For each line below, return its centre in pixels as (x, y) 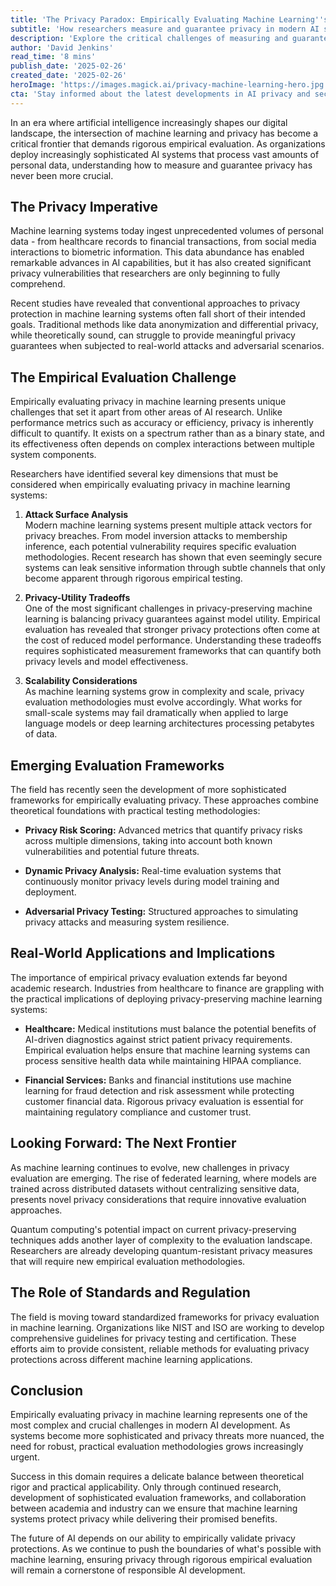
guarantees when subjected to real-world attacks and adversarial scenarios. (167, 346)
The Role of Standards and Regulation (130, 1292)
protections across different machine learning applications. (131, 1359)
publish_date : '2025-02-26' (69, 66)
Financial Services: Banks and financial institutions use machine (158, 1080)
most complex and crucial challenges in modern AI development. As (150, 1425)
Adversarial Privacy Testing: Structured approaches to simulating (161, 912)
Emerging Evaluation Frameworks (117, 765)
